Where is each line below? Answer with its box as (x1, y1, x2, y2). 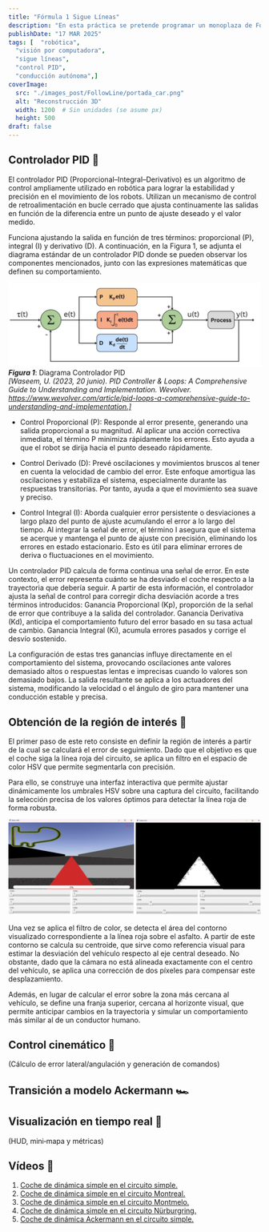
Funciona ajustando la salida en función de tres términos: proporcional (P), (8, 232, 255, 242)
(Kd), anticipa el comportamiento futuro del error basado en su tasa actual (8, 617, 253, 627)
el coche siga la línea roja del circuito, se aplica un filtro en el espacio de (8, 753, 248, 763)
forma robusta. (8, 803, 58, 813)
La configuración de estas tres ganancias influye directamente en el (8, 649, 232, 660)
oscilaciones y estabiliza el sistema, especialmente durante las (19, 476, 227, 485)
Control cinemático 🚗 (8, 1037, 116, 1052)
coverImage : (8, 80, 48, 88)
